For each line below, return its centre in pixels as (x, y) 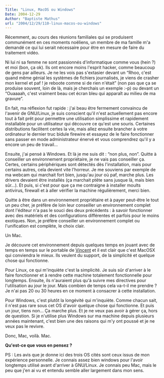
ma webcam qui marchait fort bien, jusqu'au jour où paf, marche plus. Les (79, 175)
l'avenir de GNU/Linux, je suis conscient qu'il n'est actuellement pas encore (81, 114)
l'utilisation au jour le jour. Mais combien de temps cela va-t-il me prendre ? (81, 286)
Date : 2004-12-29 (23, 14)
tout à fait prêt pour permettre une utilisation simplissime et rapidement (77, 118)
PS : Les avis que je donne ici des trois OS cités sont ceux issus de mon (77, 355)
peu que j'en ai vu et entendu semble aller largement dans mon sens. (75, 371)
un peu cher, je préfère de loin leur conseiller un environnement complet (78, 205)
